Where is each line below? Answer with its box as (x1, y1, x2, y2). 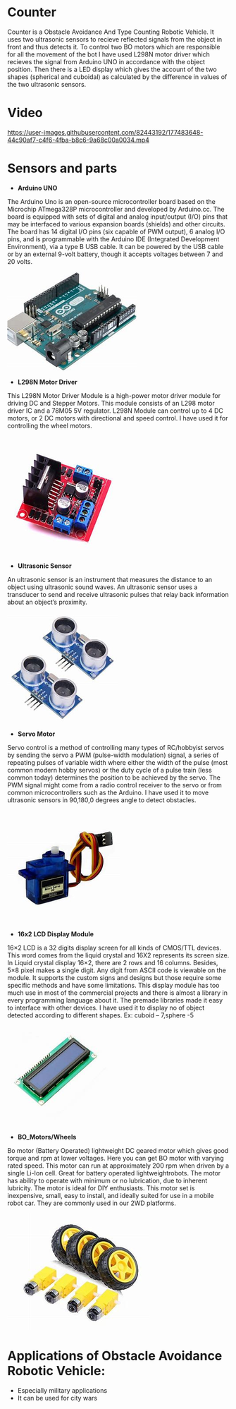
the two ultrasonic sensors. (7, 80, 87, 88)
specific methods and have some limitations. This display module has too (7, 981, 220, 989)
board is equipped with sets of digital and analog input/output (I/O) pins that (7, 212, 228, 221)
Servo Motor (17, 730, 56, 738)
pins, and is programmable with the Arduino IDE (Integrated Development (7, 234, 220, 243)
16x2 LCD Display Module (17, 929, 94, 938)
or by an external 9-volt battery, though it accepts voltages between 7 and (7, 250, 223, 258)
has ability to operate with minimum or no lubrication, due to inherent (7, 1176, 208, 1185)
